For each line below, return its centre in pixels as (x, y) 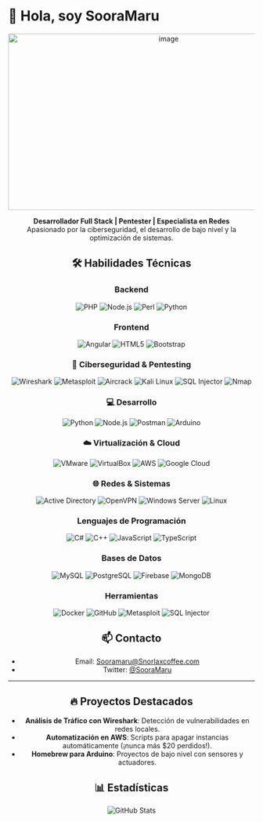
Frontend (131, 327)
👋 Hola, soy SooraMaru (84, 16)
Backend (131, 289)
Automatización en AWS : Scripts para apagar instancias (137, 737)
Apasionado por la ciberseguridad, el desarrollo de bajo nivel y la (131, 229)
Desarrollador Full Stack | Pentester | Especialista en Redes (131, 221)
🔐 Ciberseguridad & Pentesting (131, 364)
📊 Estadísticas (131, 788)
